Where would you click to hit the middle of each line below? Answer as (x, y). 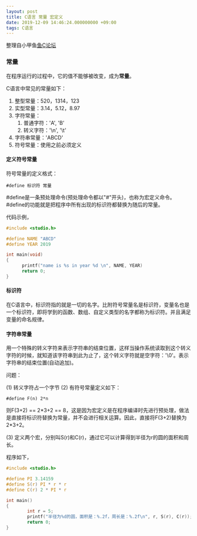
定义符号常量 (21, 160)
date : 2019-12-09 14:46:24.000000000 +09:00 (61, 22)
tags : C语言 (20, 28)
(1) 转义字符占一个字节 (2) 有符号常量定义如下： (64, 388)
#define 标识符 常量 (29, 185)
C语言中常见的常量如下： (36, 88)
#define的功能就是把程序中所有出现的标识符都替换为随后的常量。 (85, 204)
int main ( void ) (25, 255)
